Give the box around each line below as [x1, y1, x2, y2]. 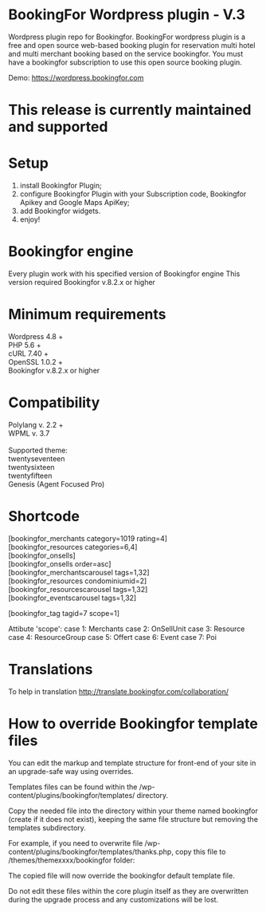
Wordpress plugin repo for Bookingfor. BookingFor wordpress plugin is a [8, 32, 245, 41]
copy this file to [174, 847, 226, 856]
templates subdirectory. [8, 823, 86, 832]
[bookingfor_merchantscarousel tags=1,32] [8, 567, 150, 577]
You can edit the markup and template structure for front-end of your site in [8, 758, 256, 768]
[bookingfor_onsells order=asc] [8, 559, 111, 568]
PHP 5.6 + [8, 340, 41, 349]
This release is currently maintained [8, 101, 252, 119]
